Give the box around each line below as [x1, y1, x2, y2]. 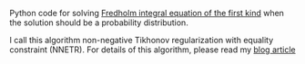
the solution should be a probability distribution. [9, 17, 188, 28]
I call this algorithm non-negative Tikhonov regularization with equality [9, 35, 274, 45]
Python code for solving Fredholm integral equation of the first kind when [9, 8, 285, 18]
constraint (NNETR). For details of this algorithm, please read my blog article [9, 44, 296, 55]
